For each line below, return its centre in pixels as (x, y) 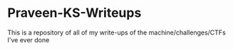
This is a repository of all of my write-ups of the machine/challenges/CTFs (116, 32)
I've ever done (29, 39)
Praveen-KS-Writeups (74, 13)
